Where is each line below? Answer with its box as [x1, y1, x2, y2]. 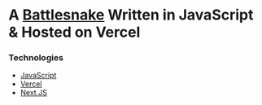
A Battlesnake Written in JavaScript [8, 6, 254, 24]
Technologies [8, 52, 63, 63]
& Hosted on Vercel [8, 23, 141, 42]
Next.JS [20, 88, 47, 98]
